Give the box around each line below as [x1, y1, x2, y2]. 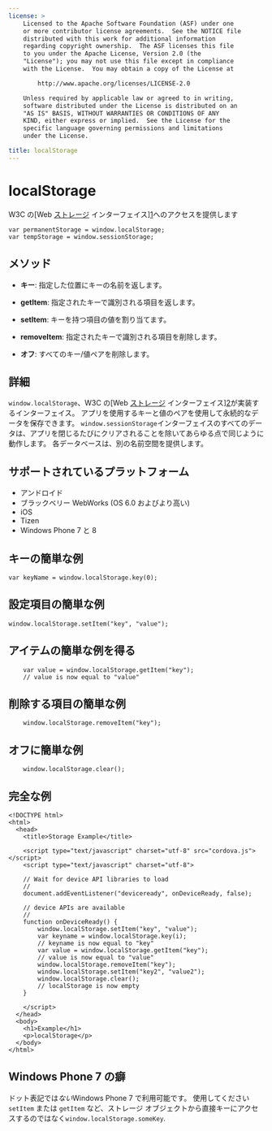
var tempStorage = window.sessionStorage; [8, 232, 154, 240]
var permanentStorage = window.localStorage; [8, 225, 165, 234]
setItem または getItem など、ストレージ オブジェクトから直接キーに [8, 1103, 238, 1113]
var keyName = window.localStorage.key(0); [8, 574, 158, 582]
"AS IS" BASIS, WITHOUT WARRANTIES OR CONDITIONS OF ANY [23, 109, 220, 118]
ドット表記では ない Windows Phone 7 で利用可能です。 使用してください [8, 1093, 250, 1103]
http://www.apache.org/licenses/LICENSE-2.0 [37, 79, 191, 88]
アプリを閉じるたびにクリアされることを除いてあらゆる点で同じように [29, 428, 265, 439]
